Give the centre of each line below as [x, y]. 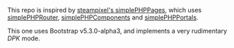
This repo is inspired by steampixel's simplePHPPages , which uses [105, 10]
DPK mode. [24, 38]
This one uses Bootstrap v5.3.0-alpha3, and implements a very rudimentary [117, 31]
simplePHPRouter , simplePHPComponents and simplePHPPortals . [103, 17]
